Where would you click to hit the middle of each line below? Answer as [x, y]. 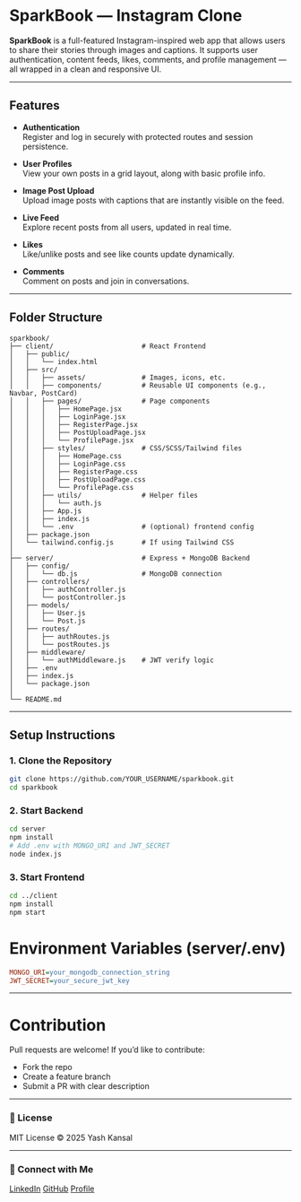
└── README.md [36, 699]
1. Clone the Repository [60, 761]
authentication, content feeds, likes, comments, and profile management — [148, 59]
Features [34, 105]
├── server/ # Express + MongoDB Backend [130, 558]
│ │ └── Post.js [48, 621]
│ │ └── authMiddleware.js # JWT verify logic [112, 660]
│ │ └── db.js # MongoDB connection [116, 574]
